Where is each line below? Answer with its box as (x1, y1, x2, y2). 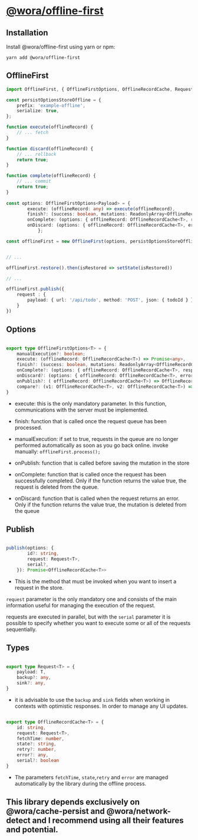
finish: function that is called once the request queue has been (14, 417, 167, 424)
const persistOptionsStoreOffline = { (6, 97, 101, 103)
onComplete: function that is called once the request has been (14, 470, 167, 478)
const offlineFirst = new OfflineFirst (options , (6, 238, 128, 244)
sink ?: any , (16, 680, 46, 686)
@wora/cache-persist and (6, 806, 105, 816)
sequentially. (6, 626, 37, 633)
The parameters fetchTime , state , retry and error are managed (14, 773, 169, 780)
